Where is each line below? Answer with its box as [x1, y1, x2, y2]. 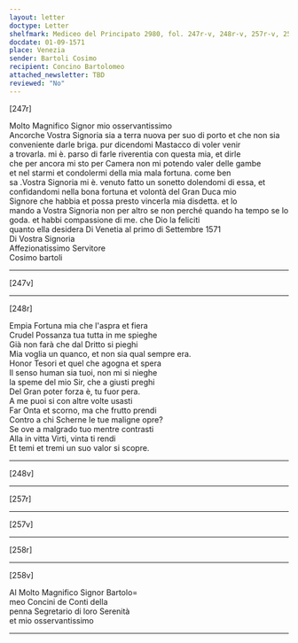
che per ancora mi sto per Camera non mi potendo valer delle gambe [9, 158, 262, 168]
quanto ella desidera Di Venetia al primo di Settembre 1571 [9, 223, 222, 235]
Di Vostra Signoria [9, 233, 75, 244]
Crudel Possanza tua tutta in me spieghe [9, 329, 158, 340]
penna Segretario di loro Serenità [9, 606, 130, 616]
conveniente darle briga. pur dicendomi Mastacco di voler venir [9, 139, 241, 150]
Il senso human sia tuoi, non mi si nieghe [9, 367, 158, 377]
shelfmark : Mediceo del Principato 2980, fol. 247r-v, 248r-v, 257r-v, [9, 29, 279, 38]
